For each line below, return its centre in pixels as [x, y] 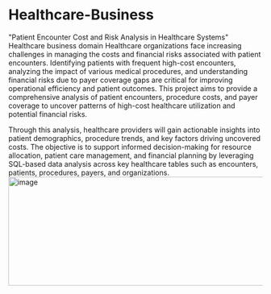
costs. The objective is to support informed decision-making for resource [130, 147]
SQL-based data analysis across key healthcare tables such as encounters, [133, 164]
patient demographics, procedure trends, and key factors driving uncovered [134, 138]
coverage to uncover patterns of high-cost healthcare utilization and [122, 106]
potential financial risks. [48, 114]
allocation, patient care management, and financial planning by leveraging [131, 155]
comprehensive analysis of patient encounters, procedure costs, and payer [133, 97]
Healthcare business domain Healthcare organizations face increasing [125, 45]
